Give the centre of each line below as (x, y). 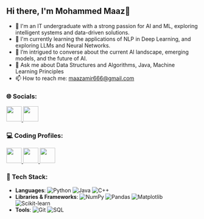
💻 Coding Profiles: (35, 136)
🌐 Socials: (22, 96)
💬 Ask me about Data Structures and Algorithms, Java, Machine (95, 65)
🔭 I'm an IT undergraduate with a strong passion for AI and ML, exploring (106, 26)
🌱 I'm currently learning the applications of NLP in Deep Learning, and (103, 39)
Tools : (23, 210)
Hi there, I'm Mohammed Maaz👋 (69, 11)
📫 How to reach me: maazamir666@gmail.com (75, 78)
